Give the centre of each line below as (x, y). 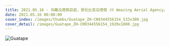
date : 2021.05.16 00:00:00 (34, 15)
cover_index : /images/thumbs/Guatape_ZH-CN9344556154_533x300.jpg (77, 19)
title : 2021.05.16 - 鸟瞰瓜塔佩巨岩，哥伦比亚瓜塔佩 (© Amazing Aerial (77, 10)
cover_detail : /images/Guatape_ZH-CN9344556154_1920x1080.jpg (72, 24)
